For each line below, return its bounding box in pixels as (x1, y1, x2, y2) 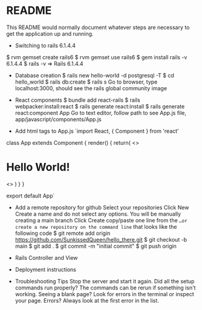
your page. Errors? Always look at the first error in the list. (15, 297, 159, 304)
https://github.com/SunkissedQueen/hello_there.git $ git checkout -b (15, 236, 187, 243)
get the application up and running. (6, 30, 94, 37)
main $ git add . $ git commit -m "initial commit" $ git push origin (15, 242, 177, 249)
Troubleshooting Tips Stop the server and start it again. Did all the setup (15, 277, 195, 285)
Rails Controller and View (15, 254, 78, 261)
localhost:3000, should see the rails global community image (15, 84, 168, 91)
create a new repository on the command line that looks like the (15, 223, 177, 230)
